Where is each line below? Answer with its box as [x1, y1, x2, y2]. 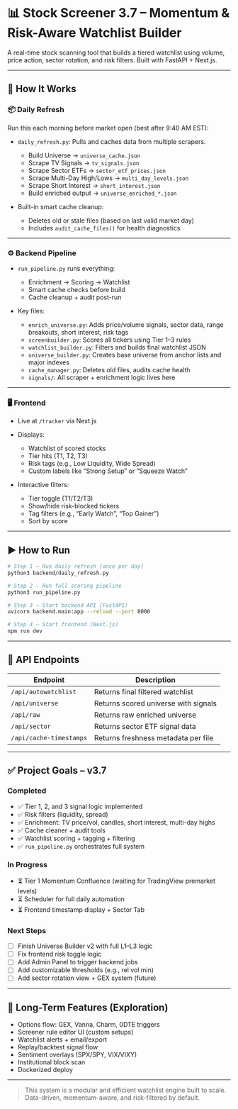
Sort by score [28, 517, 69, 525]
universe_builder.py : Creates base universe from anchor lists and [28, 350, 222, 359]
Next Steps [7, 925, 47, 935]
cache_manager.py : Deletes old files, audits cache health [28, 365, 191, 374]
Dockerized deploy [17, 1066, 73, 1074]
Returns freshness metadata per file [93, 732, 214, 742]
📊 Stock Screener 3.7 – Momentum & [7, 5, 230, 21]
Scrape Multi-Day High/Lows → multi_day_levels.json [28, 174, 189, 182]
